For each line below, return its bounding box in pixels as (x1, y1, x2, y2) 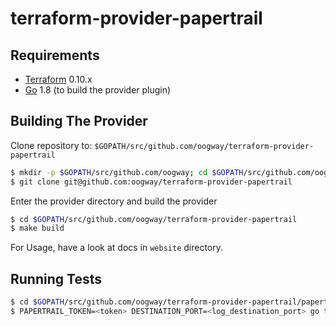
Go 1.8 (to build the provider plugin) (24, 84, 172, 96)
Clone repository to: (10, 139, 93, 151)
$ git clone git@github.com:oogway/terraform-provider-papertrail (10, 177, 293, 187)
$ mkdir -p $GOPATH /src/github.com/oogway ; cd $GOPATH (10, 167, 244, 177)
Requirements (10, 47, 100, 64)
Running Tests (10, 270, 102, 287)
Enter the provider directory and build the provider (10, 195, 218, 207)
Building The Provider (10, 113, 148, 130)
